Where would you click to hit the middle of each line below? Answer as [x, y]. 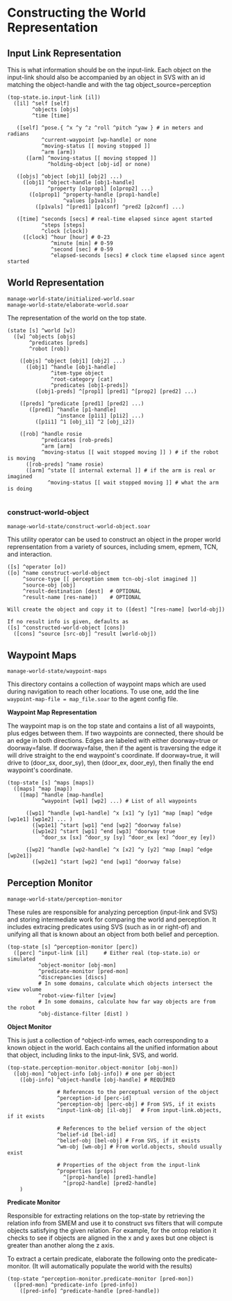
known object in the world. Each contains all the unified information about [113, 1047]
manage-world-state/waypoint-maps [57, 671]
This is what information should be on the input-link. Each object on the [109, 70]
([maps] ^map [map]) [43, 789]
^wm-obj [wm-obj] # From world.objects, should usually [139, 1147]
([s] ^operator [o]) [37, 567]
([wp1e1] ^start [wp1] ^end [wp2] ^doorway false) [107, 825]
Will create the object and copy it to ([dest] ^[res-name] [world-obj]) [116, 609]
